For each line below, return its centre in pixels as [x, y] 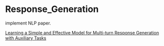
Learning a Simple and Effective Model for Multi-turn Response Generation [82, 32]
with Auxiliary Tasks [26, 38]
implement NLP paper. [28, 23]
